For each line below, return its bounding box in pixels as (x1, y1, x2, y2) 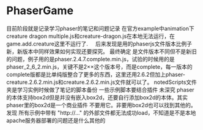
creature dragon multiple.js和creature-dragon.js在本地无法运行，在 (6, 32, 175, 40)
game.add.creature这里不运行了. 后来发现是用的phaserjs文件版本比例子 (6, 40, 193, 47)
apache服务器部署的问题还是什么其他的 (6, 117, 106, 124)
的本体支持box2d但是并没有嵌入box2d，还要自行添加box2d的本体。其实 (6, 93, 188, 101)
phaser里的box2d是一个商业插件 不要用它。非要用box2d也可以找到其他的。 (6, 101, 197, 109)
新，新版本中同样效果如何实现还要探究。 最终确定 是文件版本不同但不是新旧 (6, 47, 197, 55)
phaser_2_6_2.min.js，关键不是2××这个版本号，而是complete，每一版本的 (6, 63, 193, 71)
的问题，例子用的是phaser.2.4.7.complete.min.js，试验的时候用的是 (6, 55, 175, 63)
